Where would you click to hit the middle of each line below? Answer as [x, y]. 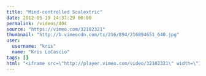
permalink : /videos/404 [37, 23]
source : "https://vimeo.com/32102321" [56, 29]
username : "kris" [34, 47]
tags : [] [17, 58]
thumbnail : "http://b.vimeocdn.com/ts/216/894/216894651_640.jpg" [93, 35]
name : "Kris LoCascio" [41, 52]
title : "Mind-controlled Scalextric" [55, 12]
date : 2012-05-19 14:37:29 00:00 [49, 18]
